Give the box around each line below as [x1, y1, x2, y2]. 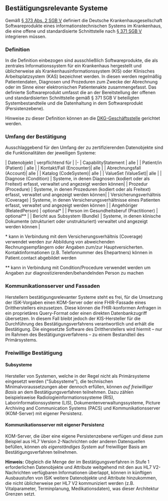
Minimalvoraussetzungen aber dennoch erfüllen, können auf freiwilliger [5, 383, 153, 389]
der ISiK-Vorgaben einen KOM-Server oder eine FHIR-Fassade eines [5, 299, 146, 305]
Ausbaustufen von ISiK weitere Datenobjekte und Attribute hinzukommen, [5, 475, 157, 481]
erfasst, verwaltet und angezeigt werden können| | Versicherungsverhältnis [5, 192, 161, 198]
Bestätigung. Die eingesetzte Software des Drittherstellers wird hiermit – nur [5, 326, 162, 332]
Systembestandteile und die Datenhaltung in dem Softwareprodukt [5, 100, 143, 106]
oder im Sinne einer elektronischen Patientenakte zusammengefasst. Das [5, 84, 156, 90]
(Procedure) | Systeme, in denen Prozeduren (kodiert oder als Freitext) [5, 186, 151, 193]
